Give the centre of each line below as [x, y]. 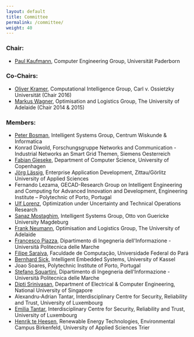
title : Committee [27, 17]
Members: [21, 122]
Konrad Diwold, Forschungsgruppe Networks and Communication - [95, 148]
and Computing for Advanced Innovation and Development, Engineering [101, 191]
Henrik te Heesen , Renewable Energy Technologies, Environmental [95, 321]
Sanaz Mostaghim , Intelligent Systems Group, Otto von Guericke [91, 216]
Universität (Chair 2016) [43, 95]
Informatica [28, 141]
